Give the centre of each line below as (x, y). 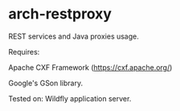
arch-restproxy (60, 14)
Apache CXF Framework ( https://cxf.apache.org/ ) (90, 67)
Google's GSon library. (45, 83)
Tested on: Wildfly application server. (70, 98)
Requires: (24, 51)
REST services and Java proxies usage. (74, 36)
